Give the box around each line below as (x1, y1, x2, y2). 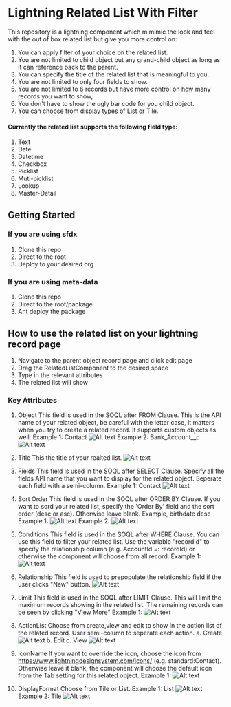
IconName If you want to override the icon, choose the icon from (17, 649, 201, 658)
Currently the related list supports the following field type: (8, 123, 178, 131)
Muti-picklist (17, 174, 54, 183)
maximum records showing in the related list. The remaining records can (17, 601, 223, 609)
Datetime (17, 153, 44, 161)
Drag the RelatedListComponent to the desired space (17, 363, 169, 372)
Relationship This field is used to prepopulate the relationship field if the (17, 573, 221, 581)
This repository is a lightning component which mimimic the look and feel (8, 28, 215, 36)
